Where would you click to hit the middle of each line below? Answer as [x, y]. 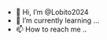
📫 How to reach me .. [51, 29]
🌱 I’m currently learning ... [57, 20]
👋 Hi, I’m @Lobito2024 [52, 12]
